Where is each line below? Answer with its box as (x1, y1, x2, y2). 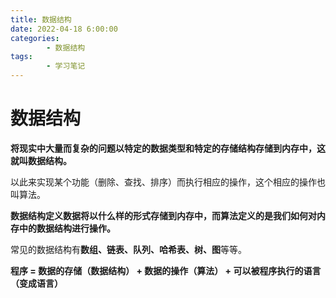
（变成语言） (10, 277, 63, 289)
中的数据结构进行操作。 (18, 222, 116, 234)
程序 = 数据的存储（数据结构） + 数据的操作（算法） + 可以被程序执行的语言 (10, 264, 322, 276)
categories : (10, 33, 60, 43)
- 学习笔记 (46, 61, 86, 71)
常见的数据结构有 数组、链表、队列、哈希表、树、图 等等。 (10, 243, 247, 255)
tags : (10, 52, 33, 62)
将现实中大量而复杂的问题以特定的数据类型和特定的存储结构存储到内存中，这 (10, 142, 326, 154)
